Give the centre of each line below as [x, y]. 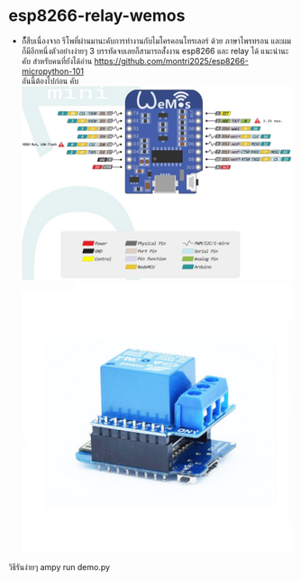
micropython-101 [53, 71]
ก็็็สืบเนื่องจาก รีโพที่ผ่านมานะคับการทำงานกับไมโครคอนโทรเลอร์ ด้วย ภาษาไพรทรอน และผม [156, 41]
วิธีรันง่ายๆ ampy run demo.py [59, 567]
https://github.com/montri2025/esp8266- [171, 61]
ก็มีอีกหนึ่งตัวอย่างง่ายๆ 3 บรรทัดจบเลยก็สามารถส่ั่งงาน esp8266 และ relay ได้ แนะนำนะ [155, 51]
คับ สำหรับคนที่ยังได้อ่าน [57, 61]
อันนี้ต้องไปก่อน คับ [50, 80]
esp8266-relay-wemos [97, 16]
